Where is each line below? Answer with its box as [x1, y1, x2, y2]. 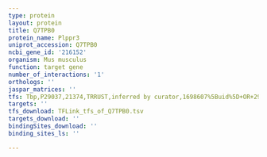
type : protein [8, 11, 56, 20]
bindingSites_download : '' [8, 122, 98, 130]
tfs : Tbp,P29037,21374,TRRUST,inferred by [8, 93, 151, 101]
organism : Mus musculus [8, 56, 87, 64]
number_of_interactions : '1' [8, 71, 105, 78]
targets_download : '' [8, 115, 80, 123]
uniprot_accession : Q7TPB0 [8, 41, 98, 49]
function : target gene [8, 63, 83, 71]
